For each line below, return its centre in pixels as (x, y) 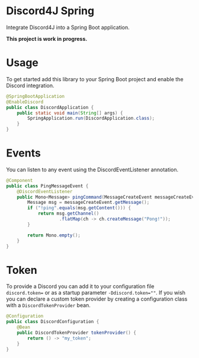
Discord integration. (30, 85)
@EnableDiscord (25, 102)
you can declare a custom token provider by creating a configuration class (97, 299)
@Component (20, 180)
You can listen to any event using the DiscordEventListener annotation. (92, 170)
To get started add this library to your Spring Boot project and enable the (95, 79)
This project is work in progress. (47, 39)
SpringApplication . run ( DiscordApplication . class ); (91, 119)
